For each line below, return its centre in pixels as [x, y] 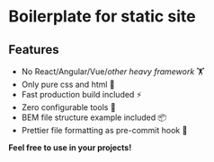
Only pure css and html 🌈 [68, 84]
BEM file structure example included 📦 [94, 117]
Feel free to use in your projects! [70, 148]
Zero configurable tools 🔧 [68, 107]
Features [34, 50]
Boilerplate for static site [102, 17]
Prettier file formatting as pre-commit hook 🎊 [104, 130]
